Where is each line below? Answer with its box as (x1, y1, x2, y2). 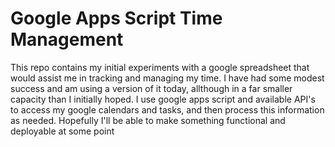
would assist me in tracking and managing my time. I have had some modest (10, 72, 325, 84)
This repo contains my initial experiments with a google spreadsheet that (10, 61, 310, 73)
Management (10, 28, 124, 51)
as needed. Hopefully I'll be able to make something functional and (10, 114, 286, 126)
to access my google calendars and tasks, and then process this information (10, 103, 325, 116)
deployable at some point (10, 125, 115, 137)
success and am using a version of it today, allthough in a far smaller (10, 82, 293, 94)
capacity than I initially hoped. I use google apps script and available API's (10, 93, 316, 105)
